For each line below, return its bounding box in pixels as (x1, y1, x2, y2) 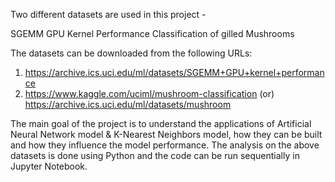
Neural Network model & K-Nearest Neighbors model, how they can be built (10, 129, 323, 140)
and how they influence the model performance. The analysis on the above (10, 139, 320, 151)
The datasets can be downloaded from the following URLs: (10, 47, 253, 59)
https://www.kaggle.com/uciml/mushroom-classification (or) (24, 88, 275, 99)
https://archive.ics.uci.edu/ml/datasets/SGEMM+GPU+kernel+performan (24, 67, 325, 78)
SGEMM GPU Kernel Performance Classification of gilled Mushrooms (10, 28, 295, 39)
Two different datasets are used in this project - (10, 9, 207, 20)
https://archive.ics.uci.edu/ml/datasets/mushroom (24, 99, 232, 110)
